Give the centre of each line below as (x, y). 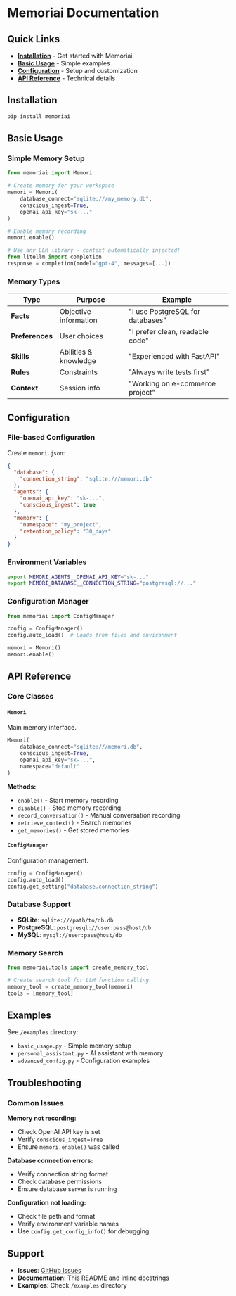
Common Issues (36, 1103)
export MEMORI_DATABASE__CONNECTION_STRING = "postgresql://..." (102, 583)
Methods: (22, 787)
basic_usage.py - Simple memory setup (74, 1046)
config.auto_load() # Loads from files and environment (92, 635)
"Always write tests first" (169, 372)
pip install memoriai (39, 116)
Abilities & (76, 352)
